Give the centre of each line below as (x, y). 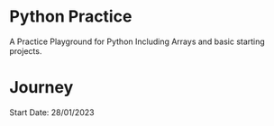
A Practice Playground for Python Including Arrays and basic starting (137, 41)
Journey (41, 88)
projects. (26, 50)
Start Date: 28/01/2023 (52, 112)
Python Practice (71, 17)
